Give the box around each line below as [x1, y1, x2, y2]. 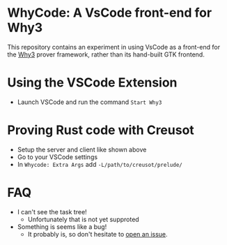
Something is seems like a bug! [17, 222, 107, 231]
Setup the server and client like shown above [17, 145, 147, 154]
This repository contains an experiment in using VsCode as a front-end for [7, 43, 221, 51]
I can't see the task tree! [17, 207, 87, 216]
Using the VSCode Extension [7, 75, 178, 91]
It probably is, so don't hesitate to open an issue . [27, 230, 169, 238]
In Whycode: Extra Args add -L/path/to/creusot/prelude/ [17, 160, 182, 168]
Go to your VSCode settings [17, 152, 98, 161]
